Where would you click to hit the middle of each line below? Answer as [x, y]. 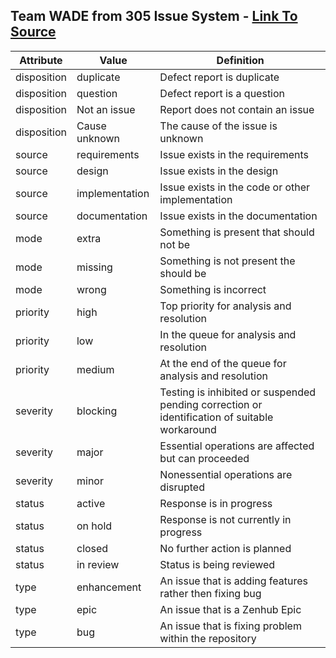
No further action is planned [225, 548]
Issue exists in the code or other [235, 187]
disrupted [182, 487]
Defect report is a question [222, 93]
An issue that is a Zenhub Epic [230, 609]
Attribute [41, 60]
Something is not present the [227, 261]
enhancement [109, 587]
